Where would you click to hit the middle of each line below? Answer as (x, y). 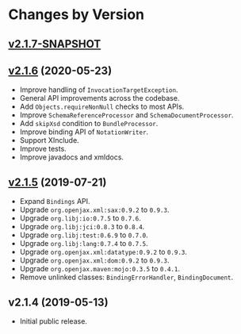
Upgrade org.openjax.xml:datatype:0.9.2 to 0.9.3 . (103, 252)
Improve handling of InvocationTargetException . (99, 90)
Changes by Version (77, 15)
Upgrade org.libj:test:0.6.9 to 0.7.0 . (84, 235)
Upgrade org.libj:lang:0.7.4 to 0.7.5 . (84, 244)
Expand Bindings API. (55, 202)
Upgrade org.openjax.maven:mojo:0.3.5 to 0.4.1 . (100, 269)
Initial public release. (53, 321)
